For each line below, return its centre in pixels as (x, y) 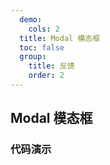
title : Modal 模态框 (60, 38)
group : (33, 57)
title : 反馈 (51, 66)
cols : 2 (44, 29)
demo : (31, 19)
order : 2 (46, 76)
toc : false (42, 47)
